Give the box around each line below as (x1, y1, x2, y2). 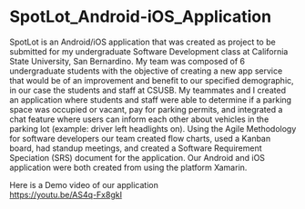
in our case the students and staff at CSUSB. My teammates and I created (9, 85, 287, 95)
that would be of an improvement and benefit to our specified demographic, (9, 75, 294, 85)
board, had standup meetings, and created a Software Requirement (9, 143, 262, 154)
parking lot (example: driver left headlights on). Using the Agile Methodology (9, 123, 297, 134)
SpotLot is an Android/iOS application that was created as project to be (9, 36, 276, 47)
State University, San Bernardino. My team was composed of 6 (9, 55, 246, 66)
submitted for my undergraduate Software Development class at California (9, 45, 289, 56)
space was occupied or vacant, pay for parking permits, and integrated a (9, 104, 283, 114)
